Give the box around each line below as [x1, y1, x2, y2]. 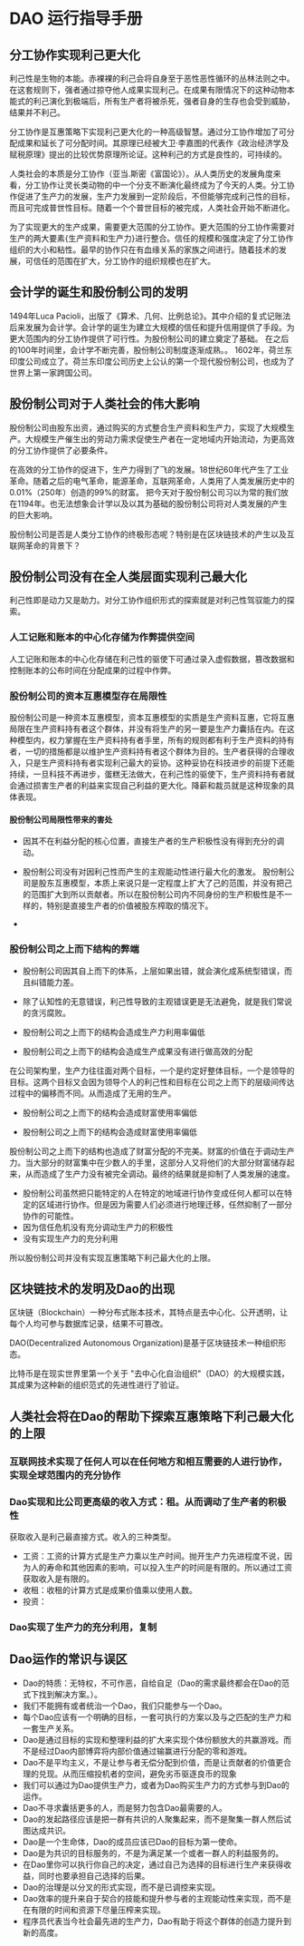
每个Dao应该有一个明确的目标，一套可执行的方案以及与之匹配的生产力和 [22, 1711, 292, 1722]
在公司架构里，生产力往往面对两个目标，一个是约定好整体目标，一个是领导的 [9, 1065, 295, 1076]
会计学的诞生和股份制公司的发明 [9, 285, 188, 300]
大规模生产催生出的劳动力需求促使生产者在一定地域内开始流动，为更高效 [24, 433, 295, 445]
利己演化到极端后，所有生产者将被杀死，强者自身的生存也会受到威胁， [33, 96, 295, 106]
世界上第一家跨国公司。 [9, 367, 97, 377]
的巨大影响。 [9, 509, 57, 520]
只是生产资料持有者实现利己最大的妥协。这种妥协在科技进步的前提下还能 [24, 758, 295, 768]
